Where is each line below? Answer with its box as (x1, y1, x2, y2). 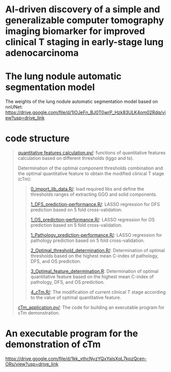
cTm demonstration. (17, 310, 60, 316)
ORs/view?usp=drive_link (5, 361, 59, 367)
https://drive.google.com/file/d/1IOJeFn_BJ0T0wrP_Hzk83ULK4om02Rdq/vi (5, 109, 166, 116)
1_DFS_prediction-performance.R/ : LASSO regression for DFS (30, 201, 160, 208)
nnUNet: (5, 104, 23, 110)
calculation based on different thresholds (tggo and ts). (17, 155, 134, 161)
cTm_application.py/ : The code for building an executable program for (17, 304, 165, 311)
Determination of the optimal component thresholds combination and (17, 165, 163, 171)
